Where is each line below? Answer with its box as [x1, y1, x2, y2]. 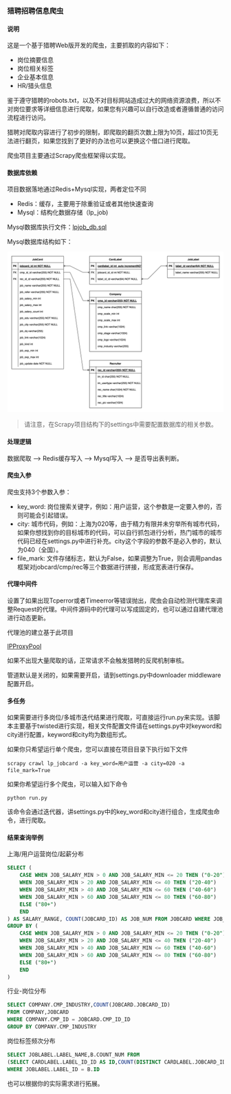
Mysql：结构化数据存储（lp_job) [16, 208, 109, 216]
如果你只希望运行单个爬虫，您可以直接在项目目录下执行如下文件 [7, 745, 188, 753]
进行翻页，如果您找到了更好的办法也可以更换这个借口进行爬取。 [12, 136, 194, 145]
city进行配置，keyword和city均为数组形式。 [7, 731, 131, 739]
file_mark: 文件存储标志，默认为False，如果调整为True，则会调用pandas [16, 554, 222, 563]
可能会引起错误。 [23, 511, 72, 519]
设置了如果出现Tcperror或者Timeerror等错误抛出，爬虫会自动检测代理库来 [7, 596, 217, 605]
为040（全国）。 [16, 545, 63, 554]
